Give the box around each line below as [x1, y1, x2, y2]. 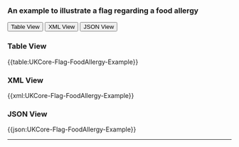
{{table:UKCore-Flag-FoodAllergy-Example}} [7, 58, 139, 66]
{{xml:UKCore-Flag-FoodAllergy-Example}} [7, 91, 134, 99]
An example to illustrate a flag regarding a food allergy [7, 6, 199, 16]
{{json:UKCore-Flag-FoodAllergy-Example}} [7, 125, 137, 134]
